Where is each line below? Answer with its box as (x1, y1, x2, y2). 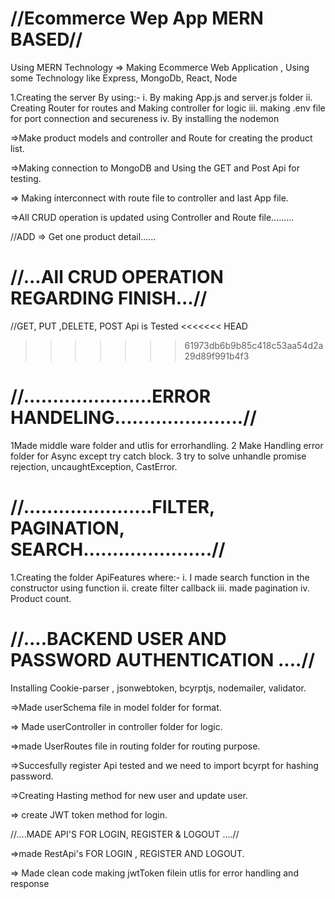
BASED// (10, 28, 83, 51)
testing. (10, 172, 42, 184)
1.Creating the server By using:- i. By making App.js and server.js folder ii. (10, 91, 313, 103)
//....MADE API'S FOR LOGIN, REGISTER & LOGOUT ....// (10, 828, 240, 840)
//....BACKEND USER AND (10, 627, 227, 650)
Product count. (10, 592, 72, 604)
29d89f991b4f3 (184, 350, 250, 362)
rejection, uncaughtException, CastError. (10, 460, 178, 472)
